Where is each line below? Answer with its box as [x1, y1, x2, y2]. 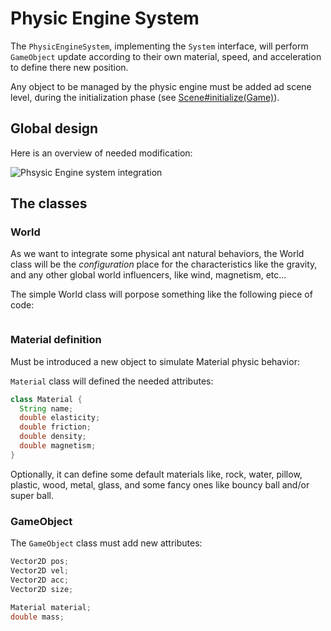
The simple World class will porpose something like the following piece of [10, 288, 313, 301]
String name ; [19, 403, 74, 414]
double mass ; [10, 612, 65, 622]
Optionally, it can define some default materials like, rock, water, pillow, [10, 468, 303, 480]
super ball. [10, 489, 54, 501]
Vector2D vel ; [10, 566, 70, 576]
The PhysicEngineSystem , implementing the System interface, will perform [10, 40, 309, 52]
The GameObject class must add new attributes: [10, 537, 203, 549]
